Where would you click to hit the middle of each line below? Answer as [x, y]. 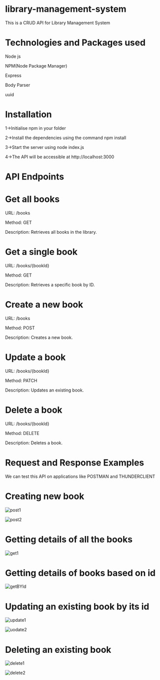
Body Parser [18, 85]
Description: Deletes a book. [34, 443]
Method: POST [20, 328]
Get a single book [41, 252]
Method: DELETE [22, 433]
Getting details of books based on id [80, 573]
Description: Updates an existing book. [45, 390]
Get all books [32, 199]
